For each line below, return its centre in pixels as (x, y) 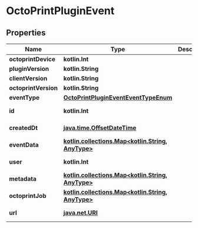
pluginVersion (29, 69)
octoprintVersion (33, 88)
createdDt (24, 128)
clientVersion (28, 78)
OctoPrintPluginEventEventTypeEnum (118, 97)
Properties (26, 33)
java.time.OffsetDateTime (100, 128)
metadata (23, 179)
